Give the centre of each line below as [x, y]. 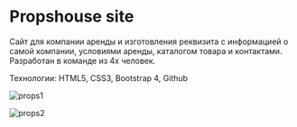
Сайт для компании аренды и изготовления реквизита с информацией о [149, 41]
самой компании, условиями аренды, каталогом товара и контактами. [146, 50]
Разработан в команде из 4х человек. [83, 60]
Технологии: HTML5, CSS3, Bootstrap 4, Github [98, 77]
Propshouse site [72, 17]
